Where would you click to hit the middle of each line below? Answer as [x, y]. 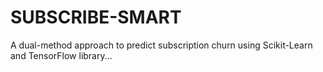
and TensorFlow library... [61, 55]
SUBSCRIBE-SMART [96, 17]
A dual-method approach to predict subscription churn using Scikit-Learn [161, 45]
